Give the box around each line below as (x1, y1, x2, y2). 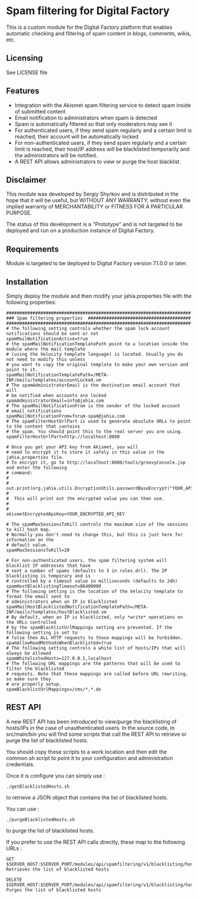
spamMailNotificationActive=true (6, 336, 88, 342)
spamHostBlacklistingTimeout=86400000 (6, 583, 101, 589)
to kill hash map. (6, 527, 51, 533)
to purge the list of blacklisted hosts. (6, 827, 95, 834)
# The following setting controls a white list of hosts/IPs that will (6, 645, 186, 651)
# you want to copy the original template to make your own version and (6, 362, 189, 368)
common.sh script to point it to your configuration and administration (6, 754, 173, 761)
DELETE (6, 877, 22, 883)
